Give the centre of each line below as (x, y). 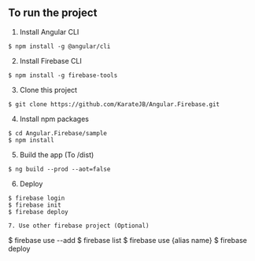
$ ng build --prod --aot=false (59, 169)
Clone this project (48, 90)
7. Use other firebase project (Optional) (79, 226)
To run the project (53, 13)
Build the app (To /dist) (57, 154)
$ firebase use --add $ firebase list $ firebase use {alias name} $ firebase (128, 240)
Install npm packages (54, 119)
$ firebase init (35, 205)
